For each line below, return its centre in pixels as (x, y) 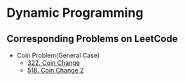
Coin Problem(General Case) (58, 55)
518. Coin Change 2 (55, 70)
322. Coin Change (53, 63)
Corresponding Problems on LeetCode (92, 39)
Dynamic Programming (75, 13)
